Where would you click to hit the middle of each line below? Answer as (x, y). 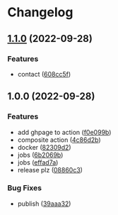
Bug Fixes (25, 188)
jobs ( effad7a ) (38, 162)
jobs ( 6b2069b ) (40, 155)
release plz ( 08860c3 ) (50, 170)
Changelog (40, 12)
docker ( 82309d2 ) (45, 147)
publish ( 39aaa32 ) (44, 204)
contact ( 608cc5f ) (44, 74)
